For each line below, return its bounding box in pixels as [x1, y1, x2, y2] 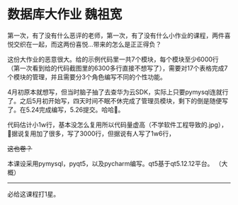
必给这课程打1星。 [7, 189, 60, 198]
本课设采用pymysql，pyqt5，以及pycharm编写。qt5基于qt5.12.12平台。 [7, 159, 214, 168]
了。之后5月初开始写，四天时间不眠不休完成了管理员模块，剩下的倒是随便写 [7, 96, 229, 105]
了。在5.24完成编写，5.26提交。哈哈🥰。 [7, 105, 125, 114]
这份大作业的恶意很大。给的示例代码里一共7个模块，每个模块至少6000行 [7, 54, 220, 64]
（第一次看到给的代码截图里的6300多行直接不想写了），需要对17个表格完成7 [7, 64, 228, 72]
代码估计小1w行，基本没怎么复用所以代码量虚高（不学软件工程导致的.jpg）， [7, 120, 228, 129]
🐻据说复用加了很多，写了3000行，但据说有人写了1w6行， [7, 129, 176, 138]
